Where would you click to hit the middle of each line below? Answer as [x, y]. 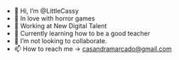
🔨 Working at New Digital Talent [60, 26]
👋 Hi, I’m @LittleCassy [47, 11]
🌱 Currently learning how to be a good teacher [82, 33]
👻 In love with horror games [54, 18]
